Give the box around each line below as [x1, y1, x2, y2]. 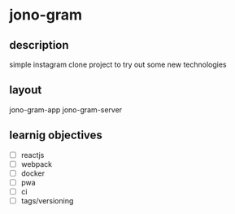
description [9, 38, 69, 52]
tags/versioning [20, 195, 74, 205]
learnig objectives [9, 129, 102, 142]
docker [20, 168, 46, 178]
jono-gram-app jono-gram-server [9, 104, 123, 115]
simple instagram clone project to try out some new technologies [9, 59, 227, 69]
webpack [20, 159, 52, 168]
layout [9, 83, 42, 97]
